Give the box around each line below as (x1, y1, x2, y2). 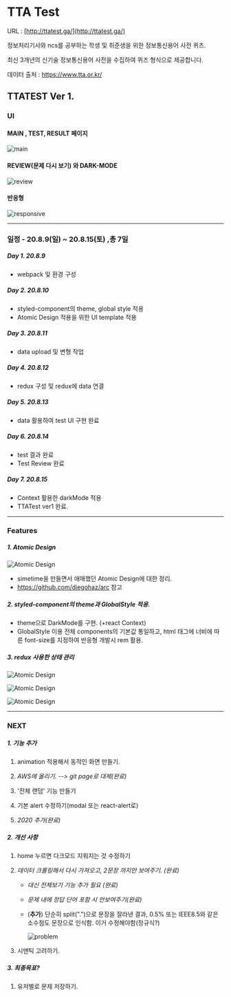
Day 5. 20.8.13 (7, 398, 49, 406)
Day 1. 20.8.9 (7, 252, 46, 260)
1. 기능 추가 (7, 738, 37, 747)
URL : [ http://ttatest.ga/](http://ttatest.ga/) (7, 27, 126, 35)
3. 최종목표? (7, 963, 40, 972)
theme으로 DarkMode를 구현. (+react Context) (16, 619, 146, 627)
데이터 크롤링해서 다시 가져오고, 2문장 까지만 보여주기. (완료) (16, 866, 180, 875)
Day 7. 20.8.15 (7, 475, 48, 483)
